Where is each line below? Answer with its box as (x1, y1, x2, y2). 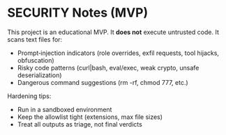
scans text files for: (7, 35, 63, 43)
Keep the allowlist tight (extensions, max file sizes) (17, 113, 163, 121)
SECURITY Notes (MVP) (7, 5, 149, 21)
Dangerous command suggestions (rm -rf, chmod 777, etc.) (17, 78, 188, 86)
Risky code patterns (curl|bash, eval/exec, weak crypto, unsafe (17, 63, 199, 72)
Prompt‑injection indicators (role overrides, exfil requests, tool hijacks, (17, 49, 220, 57)
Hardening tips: (7, 92, 52, 100)
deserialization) (17, 71, 62, 79)
